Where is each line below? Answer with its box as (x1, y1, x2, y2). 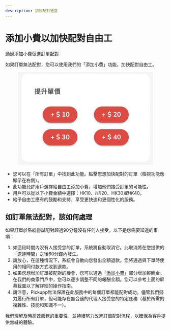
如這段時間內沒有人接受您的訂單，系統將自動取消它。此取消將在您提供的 (12, 245, 164, 251)
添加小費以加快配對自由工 (5, 32, 113, 44)
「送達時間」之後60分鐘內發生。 (12, 251, 81, 257)
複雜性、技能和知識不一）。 (12, 302, 69, 308)
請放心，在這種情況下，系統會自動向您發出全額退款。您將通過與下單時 (12, 257, 160, 263)
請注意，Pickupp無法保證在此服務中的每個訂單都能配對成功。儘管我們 (12, 289, 159, 295)
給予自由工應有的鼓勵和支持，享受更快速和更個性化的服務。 (12, 196, 138, 202)
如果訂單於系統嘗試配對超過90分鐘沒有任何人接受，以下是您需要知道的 (5, 227, 154, 233)
